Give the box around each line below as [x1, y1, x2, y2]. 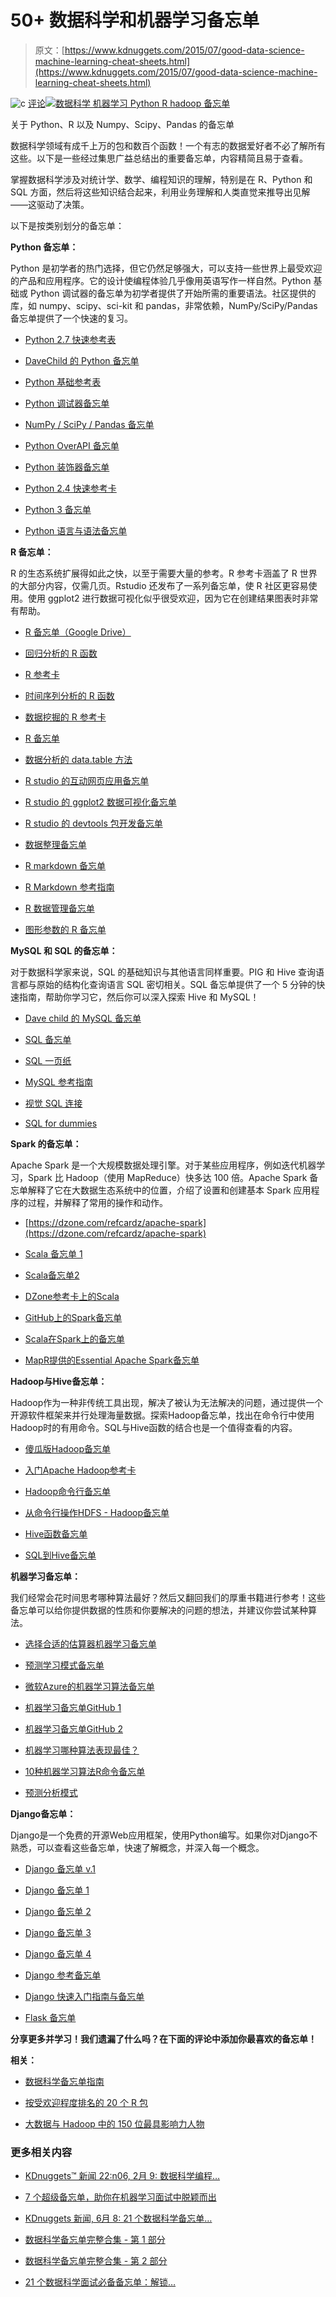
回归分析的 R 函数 [24, 647, 98, 659]
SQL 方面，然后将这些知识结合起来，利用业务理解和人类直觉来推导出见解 [10, 186, 311, 198]
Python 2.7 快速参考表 [24, 333, 117, 345]
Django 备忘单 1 [24, 1884, 90, 1896]
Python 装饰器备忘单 [24, 461, 110, 473]
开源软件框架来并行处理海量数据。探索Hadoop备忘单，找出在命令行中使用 [10, 1409, 315, 1421]
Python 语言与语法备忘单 [24, 524, 128, 536]
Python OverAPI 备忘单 [24, 439, 120, 451]
